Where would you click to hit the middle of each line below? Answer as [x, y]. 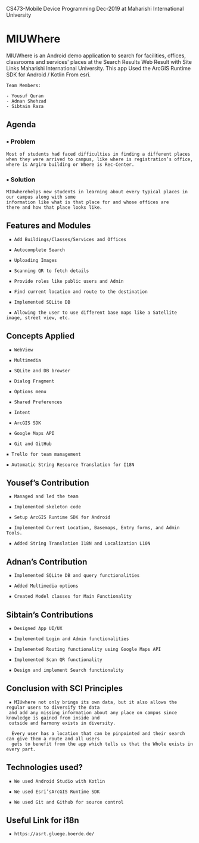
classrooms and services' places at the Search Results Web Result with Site [99, 61]
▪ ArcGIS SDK [25, 423]
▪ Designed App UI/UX [35, 628]
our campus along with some [41, 197]
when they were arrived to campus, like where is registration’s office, [100, 159]
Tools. [14, 533]
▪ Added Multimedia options [43, 586]
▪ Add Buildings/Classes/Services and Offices [68, 239]
